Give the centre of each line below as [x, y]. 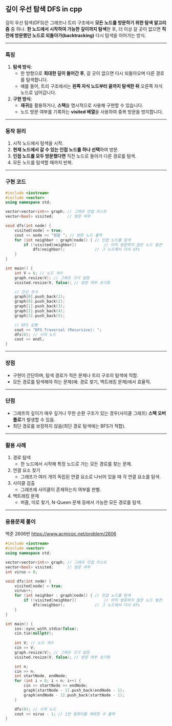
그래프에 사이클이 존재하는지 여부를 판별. [61, 489]
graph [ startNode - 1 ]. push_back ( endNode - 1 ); [74, 691]
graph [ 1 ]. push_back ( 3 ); [40, 306]
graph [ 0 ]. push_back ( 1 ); [40, 297]
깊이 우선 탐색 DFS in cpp [44, 9]
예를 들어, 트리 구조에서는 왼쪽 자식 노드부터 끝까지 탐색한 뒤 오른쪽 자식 [91, 86]
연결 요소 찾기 [26, 470]
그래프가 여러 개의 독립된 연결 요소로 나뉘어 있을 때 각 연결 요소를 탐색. [91, 477]
